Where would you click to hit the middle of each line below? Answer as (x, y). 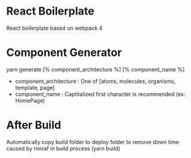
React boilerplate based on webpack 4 (55, 28)
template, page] (35, 88)
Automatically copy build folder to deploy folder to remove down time (93, 142)
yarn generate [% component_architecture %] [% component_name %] (95, 69)
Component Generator (64, 53)
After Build (34, 125)
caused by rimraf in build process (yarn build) (63, 148)
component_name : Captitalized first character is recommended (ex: (100, 94)
